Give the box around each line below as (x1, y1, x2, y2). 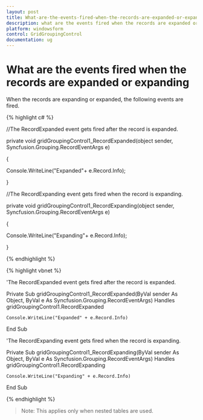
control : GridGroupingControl (6, 31, 83, 37)
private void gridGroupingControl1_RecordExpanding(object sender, (6, 202, 175, 209)
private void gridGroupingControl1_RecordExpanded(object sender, (6, 137, 173, 144)
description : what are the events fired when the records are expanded (6, 20, 190, 26)
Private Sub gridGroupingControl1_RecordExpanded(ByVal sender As (6, 290, 178, 297)
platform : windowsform (6, 25, 63, 32)
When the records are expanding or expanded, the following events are (6, 95, 184, 103)
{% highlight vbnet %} (6, 267, 62, 274)
